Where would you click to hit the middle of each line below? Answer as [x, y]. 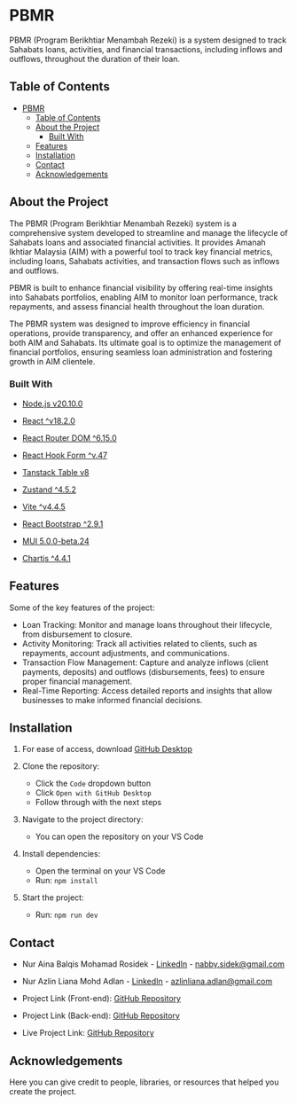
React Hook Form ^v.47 [65, 455]
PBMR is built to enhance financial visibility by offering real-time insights [141, 287]
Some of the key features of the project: [82, 607]
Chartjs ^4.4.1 [46, 558]
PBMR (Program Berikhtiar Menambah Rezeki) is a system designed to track [148, 40]
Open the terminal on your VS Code [100, 871]
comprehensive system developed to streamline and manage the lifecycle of [148, 232]
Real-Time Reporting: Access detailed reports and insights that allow [147, 690]
